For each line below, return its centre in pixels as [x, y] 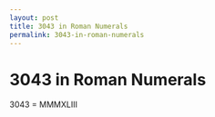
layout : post [34, 18]
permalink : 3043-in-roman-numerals [77, 34]
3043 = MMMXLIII [43, 104]
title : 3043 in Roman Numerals [69, 26]
